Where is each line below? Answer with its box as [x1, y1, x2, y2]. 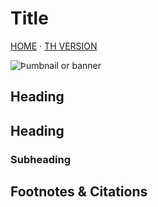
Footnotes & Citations [10, 183, 148, 201]
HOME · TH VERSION [10, 40, 98, 52]
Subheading [10, 152, 72, 166]
